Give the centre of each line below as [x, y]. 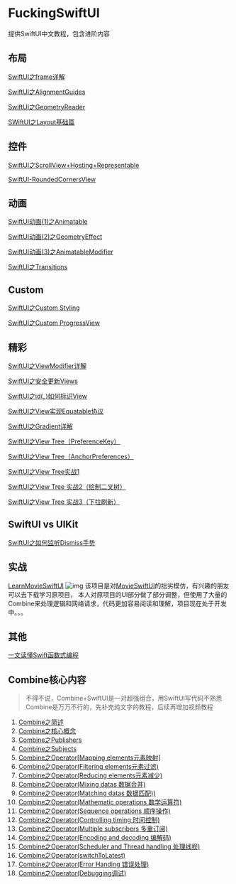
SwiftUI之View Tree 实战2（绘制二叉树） [67, 487]
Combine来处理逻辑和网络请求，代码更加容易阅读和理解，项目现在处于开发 [118, 603]
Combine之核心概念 [47, 731]
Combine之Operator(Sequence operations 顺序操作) [94, 811]
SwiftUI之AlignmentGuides [47, 92]
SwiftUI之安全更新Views [43, 381]
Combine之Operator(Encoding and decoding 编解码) [95, 838]
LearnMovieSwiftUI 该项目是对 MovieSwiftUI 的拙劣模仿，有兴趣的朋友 [119, 586]
